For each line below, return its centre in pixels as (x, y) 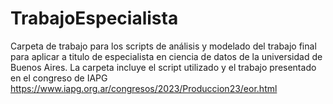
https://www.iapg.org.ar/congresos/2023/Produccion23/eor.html (144, 88)
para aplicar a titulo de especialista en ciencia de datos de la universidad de (166, 56)
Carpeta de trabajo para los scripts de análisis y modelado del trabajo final (163, 46)
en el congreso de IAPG (59, 78)
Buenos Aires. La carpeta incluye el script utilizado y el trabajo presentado (163, 67)
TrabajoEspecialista (94, 18)
